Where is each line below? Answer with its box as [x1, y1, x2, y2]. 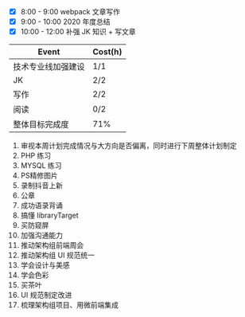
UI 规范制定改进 [20, 290, 72, 300]
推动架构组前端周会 [20, 241, 84, 250]
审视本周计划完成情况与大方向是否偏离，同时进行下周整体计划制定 [20, 141, 237, 151]
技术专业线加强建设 [13, 61, 86, 72]
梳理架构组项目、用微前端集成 [20, 300, 119, 310]
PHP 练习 [20, 151, 52, 161]
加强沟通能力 [20, 230, 63, 241]
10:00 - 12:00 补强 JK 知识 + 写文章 [20, 27, 136, 37]
